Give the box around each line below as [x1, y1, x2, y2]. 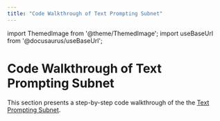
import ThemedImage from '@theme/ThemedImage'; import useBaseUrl [7, 29, 214, 37]
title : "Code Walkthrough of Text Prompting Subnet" [7, 10, 163, 17]
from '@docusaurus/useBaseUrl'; [7, 36, 103, 45]
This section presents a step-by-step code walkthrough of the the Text [7, 98, 210, 106]
